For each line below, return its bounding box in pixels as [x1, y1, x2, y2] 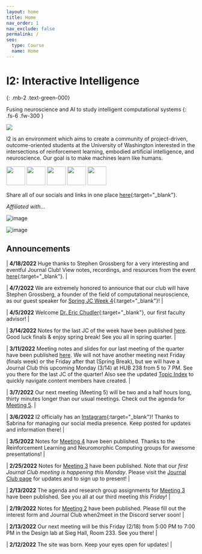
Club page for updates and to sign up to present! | [6, 474, 130, 482]
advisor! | [6, 315, 30, 323]
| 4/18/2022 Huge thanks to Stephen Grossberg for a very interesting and [6, 260, 189, 267]
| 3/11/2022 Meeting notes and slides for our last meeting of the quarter [6, 345, 185, 352]
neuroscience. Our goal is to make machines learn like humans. [6, 154, 164, 162]
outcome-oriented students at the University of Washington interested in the [6, 141, 195, 148]
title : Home [6, 14, 36, 20]
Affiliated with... [6, 203, 46, 210]
